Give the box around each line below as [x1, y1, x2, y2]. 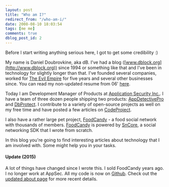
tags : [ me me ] [5, 26, 35, 31]
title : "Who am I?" [5, 12, 47, 17]
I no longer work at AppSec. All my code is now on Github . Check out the [5, 170, 157, 177]
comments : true [5, 31, 37, 36]
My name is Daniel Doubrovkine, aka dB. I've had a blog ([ [5, 59, 126, 65]
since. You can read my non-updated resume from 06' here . [5, 80, 131, 86]
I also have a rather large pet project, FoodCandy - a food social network [5, 116, 157, 122]
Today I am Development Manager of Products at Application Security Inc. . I [5, 90, 163, 97]
